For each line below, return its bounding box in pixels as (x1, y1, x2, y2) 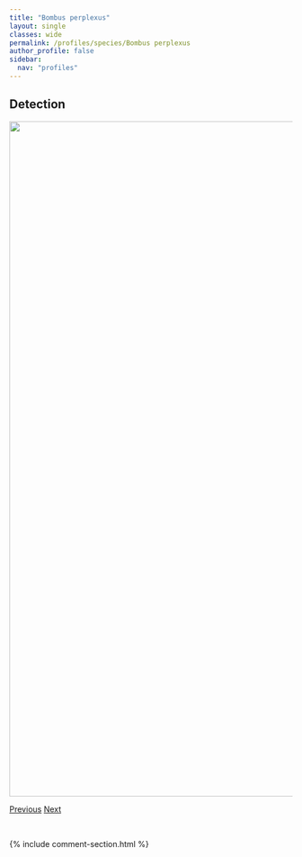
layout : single (9, 22, 67, 31)
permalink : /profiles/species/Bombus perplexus (9, 38, 191, 48)
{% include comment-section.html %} (9, 838, 150, 849)
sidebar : (9, 55, 42, 64)
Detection (9, 96, 66, 113)
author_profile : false (9, 47, 94, 56)
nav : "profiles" (17, 64, 78, 73)
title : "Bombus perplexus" (9, 13, 111, 23)
